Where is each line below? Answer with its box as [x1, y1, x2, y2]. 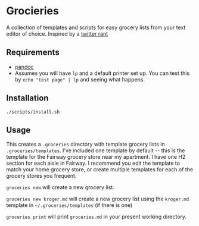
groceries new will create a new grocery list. [6, 184, 114, 191]
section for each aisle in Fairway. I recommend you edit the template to [6, 159, 181, 167]
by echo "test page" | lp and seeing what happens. [14, 76, 145, 83]
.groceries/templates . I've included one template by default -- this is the [6, 147, 185, 154]
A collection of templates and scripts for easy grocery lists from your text [6, 24, 186, 31]
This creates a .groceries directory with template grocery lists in [6, 141, 165, 148]
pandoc [14, 63, 34, 70]
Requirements [6, 48, 60, 58]
